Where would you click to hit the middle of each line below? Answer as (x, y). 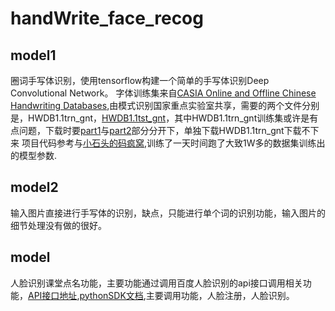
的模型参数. (34, 155)
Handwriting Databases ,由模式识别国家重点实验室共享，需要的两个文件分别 (165, 105)
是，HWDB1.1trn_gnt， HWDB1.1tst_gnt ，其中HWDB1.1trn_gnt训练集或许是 (160, 118)
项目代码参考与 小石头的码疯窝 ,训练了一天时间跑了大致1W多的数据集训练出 (173, 143)
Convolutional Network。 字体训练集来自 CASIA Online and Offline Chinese (163, 93)
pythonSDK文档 (111, 295)
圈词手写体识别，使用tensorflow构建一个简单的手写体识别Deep (140, 80)
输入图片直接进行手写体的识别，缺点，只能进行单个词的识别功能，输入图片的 (168, 213)
